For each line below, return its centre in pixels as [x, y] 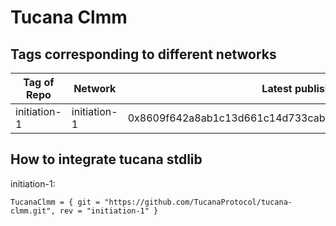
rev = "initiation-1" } [109, 211]
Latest [277, 88]
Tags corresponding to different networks [143, 54]
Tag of [39, 82]
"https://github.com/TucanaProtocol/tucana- [198, 202]
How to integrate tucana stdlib [106, 159]
